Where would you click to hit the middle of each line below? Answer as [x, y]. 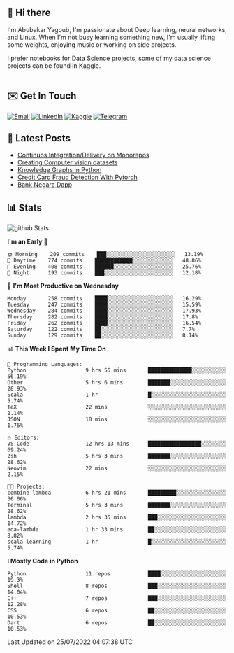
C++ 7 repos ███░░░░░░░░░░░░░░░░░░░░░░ [117, 598]
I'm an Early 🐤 [28, 241]
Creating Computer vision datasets [67, 162]
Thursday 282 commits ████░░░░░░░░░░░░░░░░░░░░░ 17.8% [103, 317]
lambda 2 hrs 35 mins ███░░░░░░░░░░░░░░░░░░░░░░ [117, 518]
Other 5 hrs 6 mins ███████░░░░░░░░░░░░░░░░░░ [117, 383]
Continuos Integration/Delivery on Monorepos [83, 155]
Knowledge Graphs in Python [59, 170]
